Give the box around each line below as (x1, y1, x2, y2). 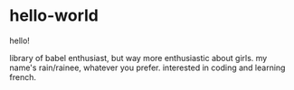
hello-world (9, 5, 100, 26)
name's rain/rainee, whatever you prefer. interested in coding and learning (9, 62, 286, 73)
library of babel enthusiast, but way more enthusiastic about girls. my (9, 52, 268, 63)
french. (9, 71, 36, 82)
